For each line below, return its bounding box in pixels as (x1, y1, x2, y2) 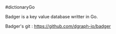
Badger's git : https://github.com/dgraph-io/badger (5, 23, 111, 29)
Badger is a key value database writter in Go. (5, 14, 98, 19)
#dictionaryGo (5, 4, 35, 10)
